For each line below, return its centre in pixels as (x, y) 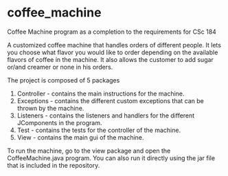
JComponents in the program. (59, 122)
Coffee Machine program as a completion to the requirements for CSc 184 (112, 32)
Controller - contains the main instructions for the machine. (101, 93)
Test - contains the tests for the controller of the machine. (99, 130)
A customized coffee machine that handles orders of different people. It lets (114, 45)
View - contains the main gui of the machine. (80, 137)
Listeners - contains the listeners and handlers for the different (106, 115)
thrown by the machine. (50, 108)
